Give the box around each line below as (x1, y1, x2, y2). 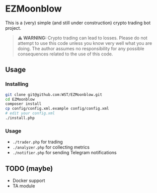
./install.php (5, 115, 35, 120)
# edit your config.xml (5, 111, 55, 116)
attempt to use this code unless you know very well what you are (17, 40, 152, 46)
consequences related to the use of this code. (17, 51, 113, 57)
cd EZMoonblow (5, 97, 35, 102)
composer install (5, 101, 42, 106)
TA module (12, 182, 35, 189)
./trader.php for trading (12, 139, 63, 145)
